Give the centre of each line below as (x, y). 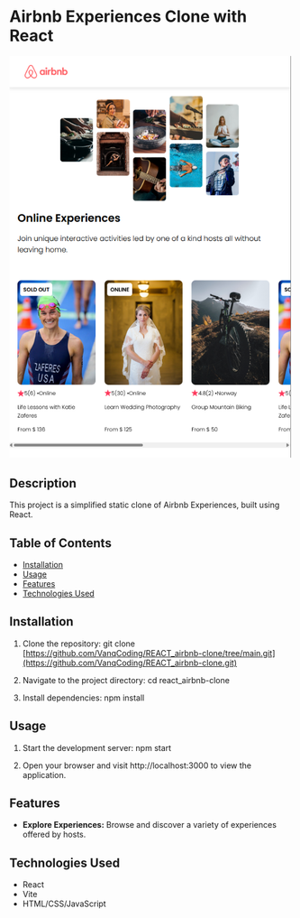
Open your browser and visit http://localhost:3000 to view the (137, 765)
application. (44, 774)
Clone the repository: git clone (78, 644)
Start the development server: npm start (97, 747)
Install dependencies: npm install (83, 698)
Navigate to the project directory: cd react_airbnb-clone (126, 680)
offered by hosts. (54, 835)
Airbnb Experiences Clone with (128, 17)
